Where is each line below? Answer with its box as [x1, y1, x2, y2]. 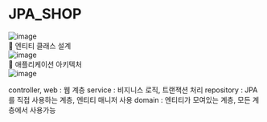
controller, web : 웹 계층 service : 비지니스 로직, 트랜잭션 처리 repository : [8, 85, 244, 95]
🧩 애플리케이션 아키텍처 [8, 59, 82, 69]
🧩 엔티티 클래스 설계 [8, 41, 72, 51]
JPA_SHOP [8, 5, 82, 23]
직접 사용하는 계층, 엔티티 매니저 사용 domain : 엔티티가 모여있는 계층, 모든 [16, 95, 251, 104]
